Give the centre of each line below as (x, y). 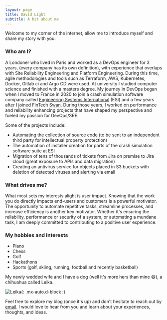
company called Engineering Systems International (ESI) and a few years (80, 99)
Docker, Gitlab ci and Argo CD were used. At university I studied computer (81, 83)
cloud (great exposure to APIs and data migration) (64, 161)
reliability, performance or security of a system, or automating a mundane (81, 217)
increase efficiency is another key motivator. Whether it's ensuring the (77, 211)
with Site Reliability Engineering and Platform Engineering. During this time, (82, 73)
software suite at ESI (33, 151)
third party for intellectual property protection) (60, 140)
